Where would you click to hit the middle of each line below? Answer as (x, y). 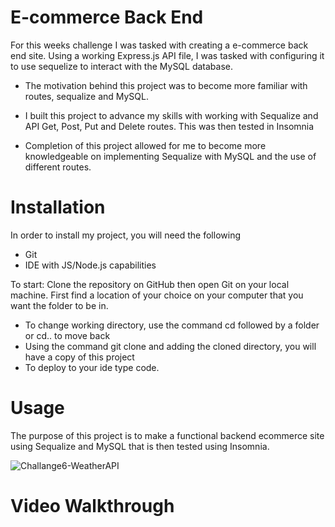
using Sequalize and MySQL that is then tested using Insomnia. (140, 446)
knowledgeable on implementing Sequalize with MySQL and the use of (170, 156)
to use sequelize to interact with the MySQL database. (122, 66)
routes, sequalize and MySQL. (87, 96)
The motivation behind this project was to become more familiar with (166, 85)
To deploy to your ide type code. (92, 367)
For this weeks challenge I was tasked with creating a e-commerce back (159, 45)
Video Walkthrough (92, 506)
